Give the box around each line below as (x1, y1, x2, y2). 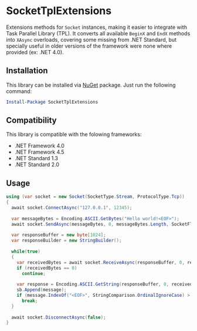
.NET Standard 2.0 (14, 161, 60, 168)
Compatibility (6, 115, 57, 125)
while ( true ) (11, 249, 41, 254)
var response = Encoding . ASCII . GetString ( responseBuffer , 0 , (16, 282, 169, 287)
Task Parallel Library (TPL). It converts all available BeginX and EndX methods (6, 29, 191, 37)
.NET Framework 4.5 (14, 148, 64, 155)
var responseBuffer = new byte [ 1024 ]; (11, 232, 107, 238)
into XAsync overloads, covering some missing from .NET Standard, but (6, 36, 177, 43)
